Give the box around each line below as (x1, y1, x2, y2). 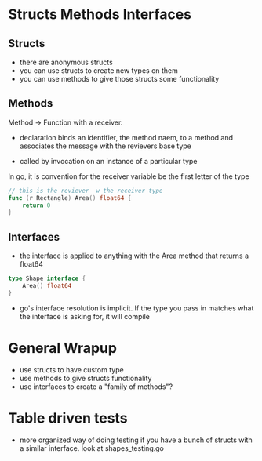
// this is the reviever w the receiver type (8, 187, 163, 194)
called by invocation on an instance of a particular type (19, 156, 198, 165)
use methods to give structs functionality (19, 373, 152, 383)
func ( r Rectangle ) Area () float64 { (8, 194, 132, 201)
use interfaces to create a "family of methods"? (19, 382, 173, 391)
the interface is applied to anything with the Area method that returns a (19, 251, 249, 260)
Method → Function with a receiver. (8, 118, 123, 127)
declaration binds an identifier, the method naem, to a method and (19, 132, 234, 142)
